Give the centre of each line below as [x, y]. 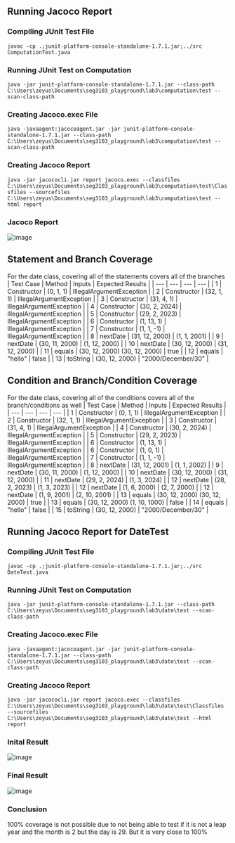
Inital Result [28, 742]
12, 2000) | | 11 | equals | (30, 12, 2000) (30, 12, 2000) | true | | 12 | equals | [115, 351]
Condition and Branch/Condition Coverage [102, 381]
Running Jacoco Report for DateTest [88, 531]
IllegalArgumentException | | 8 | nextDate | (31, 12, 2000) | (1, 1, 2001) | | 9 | [115, 336]
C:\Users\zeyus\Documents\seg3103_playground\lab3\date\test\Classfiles [116, 706]
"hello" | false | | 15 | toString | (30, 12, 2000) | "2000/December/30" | [108, 510]
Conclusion [27, 809]
